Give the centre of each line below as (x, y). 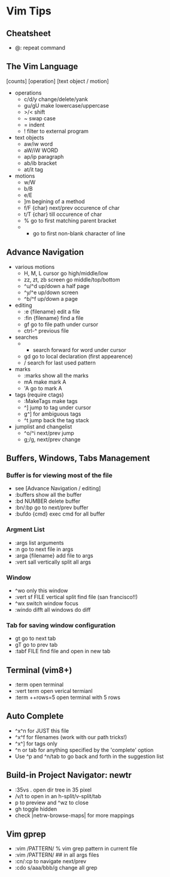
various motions (35, 266)
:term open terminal (39, 685)
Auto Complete (35, 716)
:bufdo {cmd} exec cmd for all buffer (60, 514)
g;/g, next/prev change (52, 439)
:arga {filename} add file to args (54, 555)
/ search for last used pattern (60, 363)
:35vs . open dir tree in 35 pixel (53, 790)
